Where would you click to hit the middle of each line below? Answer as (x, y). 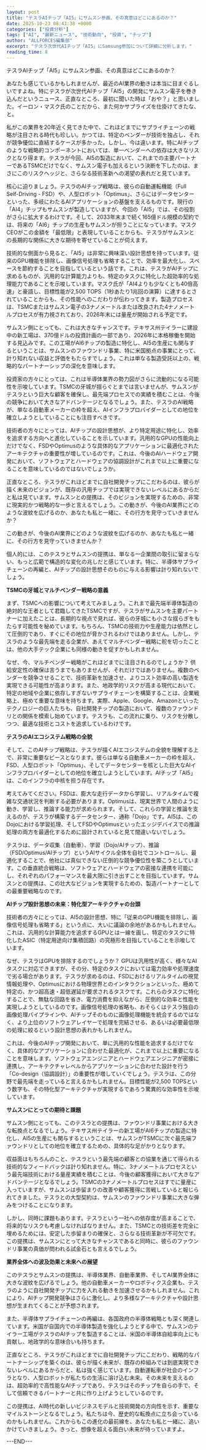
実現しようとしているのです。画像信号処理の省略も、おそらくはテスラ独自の (103, 1007)
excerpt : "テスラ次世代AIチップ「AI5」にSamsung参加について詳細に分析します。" (99, 47)
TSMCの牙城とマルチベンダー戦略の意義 (57, 590)
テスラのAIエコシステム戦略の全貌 (49, 736)
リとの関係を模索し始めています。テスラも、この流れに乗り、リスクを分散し (103, 715)
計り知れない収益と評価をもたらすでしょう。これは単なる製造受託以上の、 (100, 358)
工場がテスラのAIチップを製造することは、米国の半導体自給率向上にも (111, 1334)
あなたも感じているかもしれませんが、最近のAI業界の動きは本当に (90, 83)
